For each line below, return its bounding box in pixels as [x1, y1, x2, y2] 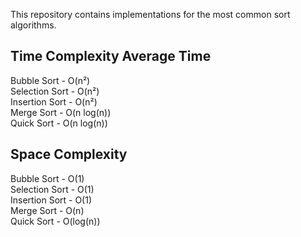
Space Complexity [10, 146, 128, 163]
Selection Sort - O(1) [10, 183, 95, 195]
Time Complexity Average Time [10, 48, 212, 65]
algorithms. [10, 19, 57, 31]
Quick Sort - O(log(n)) [10, 215, 101, 227]
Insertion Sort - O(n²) [10, 95, 98, 108]
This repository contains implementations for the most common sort [10, 9, 291, 20]
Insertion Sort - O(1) [10, 194, 93, 206]
